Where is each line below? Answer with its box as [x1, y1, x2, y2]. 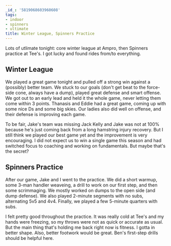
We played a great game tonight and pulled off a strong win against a [5, 78, 151, 85]
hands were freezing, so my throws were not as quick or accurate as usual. [5, 218, 163, 225]
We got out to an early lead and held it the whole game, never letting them [5, 95, 161, 101]
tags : [5, 12, 17, 17]
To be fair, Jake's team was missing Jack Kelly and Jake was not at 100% [5, 121, 160, 127]
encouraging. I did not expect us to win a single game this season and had [5, 137, 162, 143]
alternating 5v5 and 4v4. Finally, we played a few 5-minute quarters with [5, 198, 158, 204]
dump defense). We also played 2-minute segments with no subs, [5, 193, 144, 199]
